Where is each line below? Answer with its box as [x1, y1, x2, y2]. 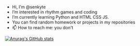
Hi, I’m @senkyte [12, 4, 46, 10]
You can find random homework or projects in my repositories [12, 19, 136, 25]
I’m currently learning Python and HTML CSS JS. [12, 14, 109, 20]
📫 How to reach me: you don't [12, 25, 73, 30]
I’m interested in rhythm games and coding [12, 9, 98, 15]
